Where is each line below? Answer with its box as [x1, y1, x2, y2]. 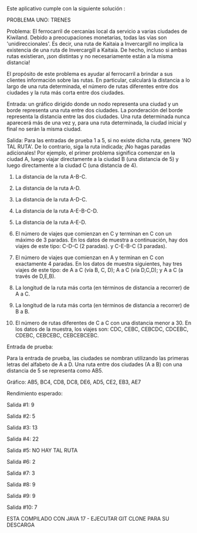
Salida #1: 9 [6, 401, 35, 408]
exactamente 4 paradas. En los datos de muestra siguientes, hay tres [15, 260, 182, 267]
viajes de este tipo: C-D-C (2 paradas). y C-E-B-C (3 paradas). [15, 243, 167, 249]
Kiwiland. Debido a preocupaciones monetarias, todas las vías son [6, 34, 167, 41]
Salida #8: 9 [6, 481, 36, 488]
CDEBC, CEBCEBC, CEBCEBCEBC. [15, 332, 99, 338]
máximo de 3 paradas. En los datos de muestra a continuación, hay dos [15, 236, 188, 243]
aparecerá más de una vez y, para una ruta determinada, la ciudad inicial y [6, 119, 187, 126]
